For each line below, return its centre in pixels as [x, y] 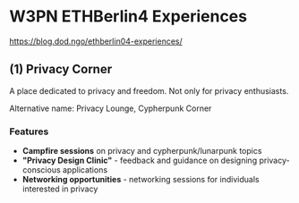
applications [85, 170]
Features [29, 131]
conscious [41, 170]
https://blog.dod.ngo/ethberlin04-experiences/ [96, 41]
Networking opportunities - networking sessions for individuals [141, 180]
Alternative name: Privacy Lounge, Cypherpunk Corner [111, 108]
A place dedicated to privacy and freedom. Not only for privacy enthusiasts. [149, 90]
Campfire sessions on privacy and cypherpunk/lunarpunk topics [142, 151]
